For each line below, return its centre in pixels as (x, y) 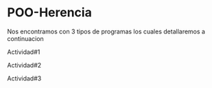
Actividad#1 (24, 52)
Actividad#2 (24, 65)
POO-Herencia (50, 13)
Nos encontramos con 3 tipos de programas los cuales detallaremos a (106, 31)
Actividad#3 (24, 78)
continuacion (26, 38)
